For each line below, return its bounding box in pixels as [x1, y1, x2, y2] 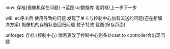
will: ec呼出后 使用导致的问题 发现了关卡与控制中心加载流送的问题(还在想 [5, 15, 158, 21]
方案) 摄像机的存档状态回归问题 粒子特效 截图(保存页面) [9, 22, 126, 27]
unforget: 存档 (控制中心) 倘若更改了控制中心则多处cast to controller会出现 [5, 32, 161, 38]
